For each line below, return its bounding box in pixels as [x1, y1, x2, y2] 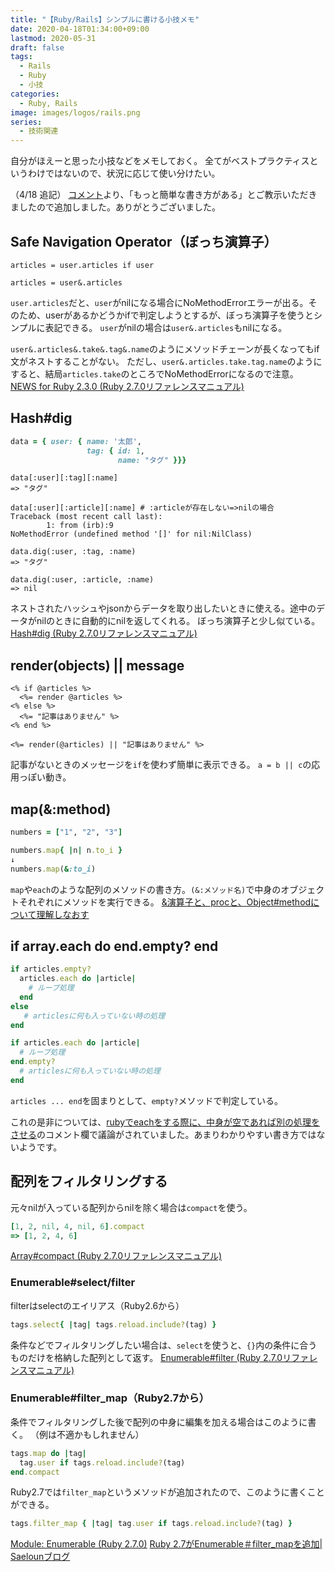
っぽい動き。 [18, 771, 72, 783]
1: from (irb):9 [46, 521, 114, 531]
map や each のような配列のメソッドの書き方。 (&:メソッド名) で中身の [10, 883, 282, 895]
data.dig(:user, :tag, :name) [10, 547, 137, 557]
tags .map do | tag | [10, 1448, 87, 1458]
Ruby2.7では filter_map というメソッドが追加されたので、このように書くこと [10, 1486, 325, 1498]
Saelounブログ [10, 1551, 71, 1563]
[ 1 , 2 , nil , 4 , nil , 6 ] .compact [10, 1221, 145, 1231]
